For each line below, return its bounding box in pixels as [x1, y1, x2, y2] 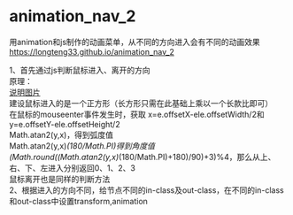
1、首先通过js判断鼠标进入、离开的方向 [9, 65, 150, 75]
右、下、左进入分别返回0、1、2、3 [9, 162, 135, 173]
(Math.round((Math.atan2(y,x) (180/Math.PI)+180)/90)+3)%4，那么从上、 [9, 151, 276, 162]
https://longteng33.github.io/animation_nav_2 [9, 46, 174, 57]
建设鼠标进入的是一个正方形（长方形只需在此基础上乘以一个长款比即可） [9, 97, 273, 108]
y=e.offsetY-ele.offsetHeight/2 [9, 119, 121, 129]
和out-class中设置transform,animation [9, 196, 149, 206]
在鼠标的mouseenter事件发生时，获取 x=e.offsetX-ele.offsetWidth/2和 [9, 109, 265, 119]
